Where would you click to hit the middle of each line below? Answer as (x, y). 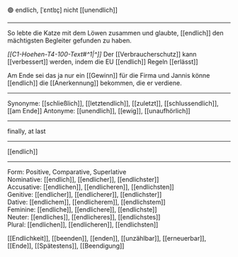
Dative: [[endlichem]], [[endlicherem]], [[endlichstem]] (86, 202)
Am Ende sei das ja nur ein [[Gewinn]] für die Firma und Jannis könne (109, 75)
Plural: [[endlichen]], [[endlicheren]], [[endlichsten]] (83, 224)
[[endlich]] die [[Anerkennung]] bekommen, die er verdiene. (95, 83)
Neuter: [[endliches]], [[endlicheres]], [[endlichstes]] (84, 217)
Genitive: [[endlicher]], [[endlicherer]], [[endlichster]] (85, 194)
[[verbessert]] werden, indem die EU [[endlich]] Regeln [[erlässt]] (103, 62)
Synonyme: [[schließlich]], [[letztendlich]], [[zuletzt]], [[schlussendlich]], (113, 103)
